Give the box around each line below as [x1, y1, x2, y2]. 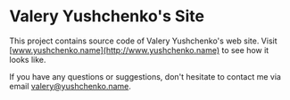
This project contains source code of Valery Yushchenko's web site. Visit [9, 35, 278, 46]
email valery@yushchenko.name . [9, 81, 132, 91]
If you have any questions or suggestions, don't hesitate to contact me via [9, 71, 281, 81]
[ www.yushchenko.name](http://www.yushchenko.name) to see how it [9, 44, 269, 55]
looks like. [9, 54, 46, 65]
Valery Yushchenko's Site [9, 6, 205, 27]
